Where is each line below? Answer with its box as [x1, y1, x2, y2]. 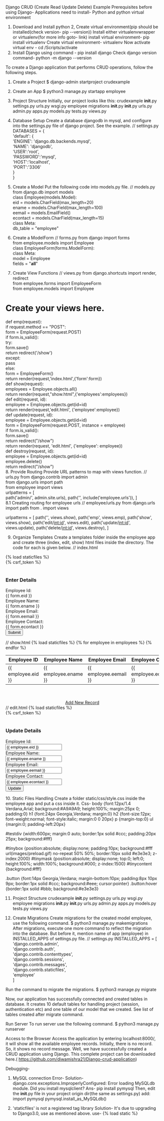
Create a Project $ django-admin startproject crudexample [12, 79, 130, 85]
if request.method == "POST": [5, 324, 66, 330]
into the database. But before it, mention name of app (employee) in [12, 930, 149, 936]
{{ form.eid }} [5, 593, 32, 598]
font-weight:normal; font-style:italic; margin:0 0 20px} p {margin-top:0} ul [5, 816, 154, 822]
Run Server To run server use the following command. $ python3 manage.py [5, 1021, 159, 1027]
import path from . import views [5, 505, 69, 511]
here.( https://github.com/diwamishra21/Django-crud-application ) [5, 1056, 137, 1062]
